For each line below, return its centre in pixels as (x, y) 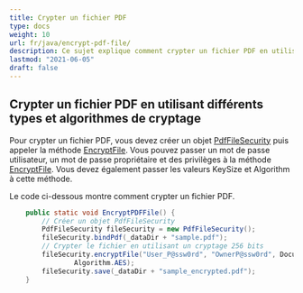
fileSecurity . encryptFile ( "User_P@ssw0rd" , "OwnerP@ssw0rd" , (159, 255)
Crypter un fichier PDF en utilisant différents (137, 105)
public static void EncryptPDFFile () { (101, 213)
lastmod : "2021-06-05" (52, 60)
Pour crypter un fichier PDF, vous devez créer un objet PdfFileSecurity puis (149, 140)
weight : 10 (30, 34)
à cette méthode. (41, 179)
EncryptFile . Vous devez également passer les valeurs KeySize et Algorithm (150, 169)
